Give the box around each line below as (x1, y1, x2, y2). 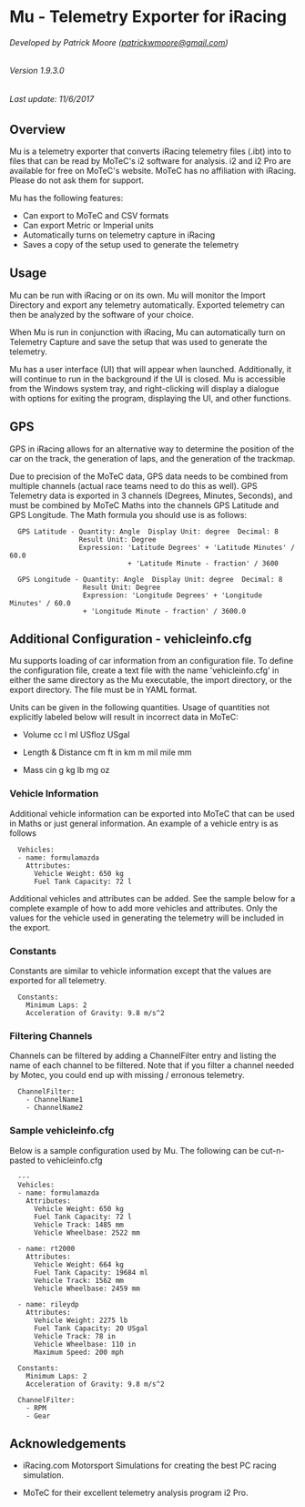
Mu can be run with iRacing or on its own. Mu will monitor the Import (9, 290, 266, 300)
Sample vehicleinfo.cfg (9, 1125, 115, 1137)
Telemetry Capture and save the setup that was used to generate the (9, 336, 268, 347)
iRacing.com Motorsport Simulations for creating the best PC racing (22, 1460, 277, 1471)
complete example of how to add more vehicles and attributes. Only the (9, 902, 278, 913)
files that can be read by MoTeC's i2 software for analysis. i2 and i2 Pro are (9, 156, 291, 167)
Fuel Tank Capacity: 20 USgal (33, 1323, 148, 1333)
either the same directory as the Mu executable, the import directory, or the (9, 675, 292, 686)
